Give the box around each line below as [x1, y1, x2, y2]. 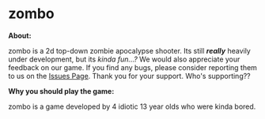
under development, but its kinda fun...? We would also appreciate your [8, 54, 240, 64]
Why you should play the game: [8, 86, 115, 95]
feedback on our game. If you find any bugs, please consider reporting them [8, 62, 257, 72]
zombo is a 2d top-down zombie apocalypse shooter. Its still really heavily [8, 46, 251, 55]
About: [8, 31, 32, 40]
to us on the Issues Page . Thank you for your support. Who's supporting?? [8, 71, 251, 80]
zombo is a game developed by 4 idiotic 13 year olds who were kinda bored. [8, 102, 256, 111]
